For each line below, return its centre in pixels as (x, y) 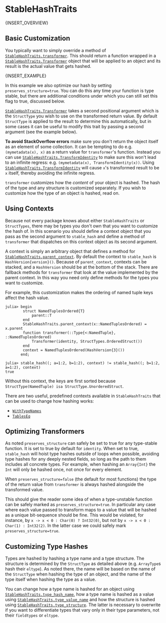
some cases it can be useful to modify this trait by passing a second (75, 126)
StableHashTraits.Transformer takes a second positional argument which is (82, 110)
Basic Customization (38, 38)
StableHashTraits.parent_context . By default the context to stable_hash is (81, 257)
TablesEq (21, 416)
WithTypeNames (27, 411)
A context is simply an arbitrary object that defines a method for (70, 251)
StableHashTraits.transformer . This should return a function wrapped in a (81, 55)
